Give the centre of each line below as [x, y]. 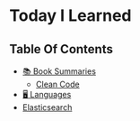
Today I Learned [70, 16]
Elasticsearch [47, 107]
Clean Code [57, 84]
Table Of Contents [61, 49]
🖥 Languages [47, 94]
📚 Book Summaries [59, 71]
